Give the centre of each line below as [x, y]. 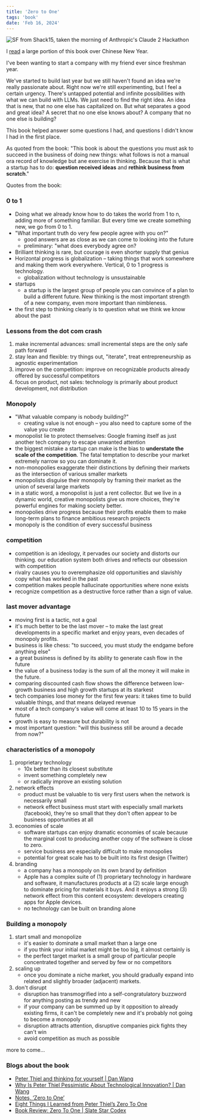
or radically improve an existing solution [73, 782]
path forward [31, 350]
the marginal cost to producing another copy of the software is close [108, 839]
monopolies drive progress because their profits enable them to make [101, 512]
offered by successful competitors [57, 375]
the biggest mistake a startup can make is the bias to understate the [99, 449]
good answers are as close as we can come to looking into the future [109, 239]
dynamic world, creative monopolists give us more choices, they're [97, 499]
